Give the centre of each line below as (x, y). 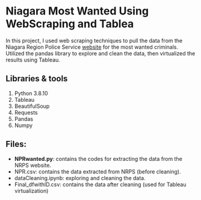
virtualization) (31, 190)
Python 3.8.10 (31, 93)
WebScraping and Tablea (70, 24)
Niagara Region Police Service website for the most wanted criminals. (92, 47)
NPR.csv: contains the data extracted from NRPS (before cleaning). (97, 171)
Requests (26, 112)
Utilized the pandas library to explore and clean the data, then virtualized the (100, 53)
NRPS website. (33, 165)
